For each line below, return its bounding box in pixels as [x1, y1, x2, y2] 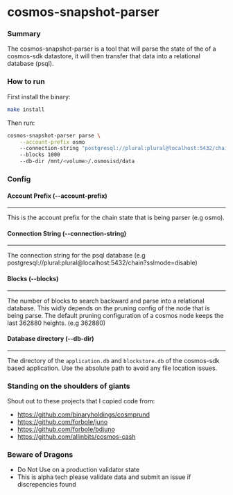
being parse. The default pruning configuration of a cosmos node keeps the [7, 311, 224, 319]
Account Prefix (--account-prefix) [7, 192, 107, 200]
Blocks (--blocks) [7, 274, 59, 283]
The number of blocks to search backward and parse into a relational [7, 296, 205, 305]
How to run [7, 77, 45, 87]
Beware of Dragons [7, 449, 74, 459]
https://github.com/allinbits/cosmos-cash [17, 433, 136, 441]
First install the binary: [7, 92, 71, 101]
